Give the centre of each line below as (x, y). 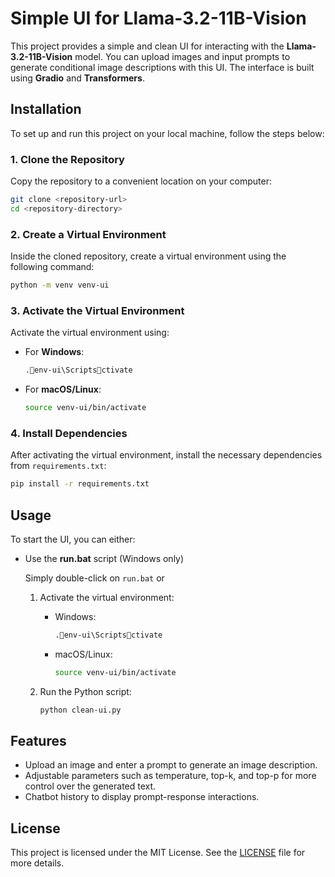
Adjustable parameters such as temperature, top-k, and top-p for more (170, 776)
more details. (37, 863)
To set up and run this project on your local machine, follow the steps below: (167, 133)
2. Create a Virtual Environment (88, 234)
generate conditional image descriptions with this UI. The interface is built (162, 67)
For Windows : (54, 352)
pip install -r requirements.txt (80, 484)
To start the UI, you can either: (73, 539)
